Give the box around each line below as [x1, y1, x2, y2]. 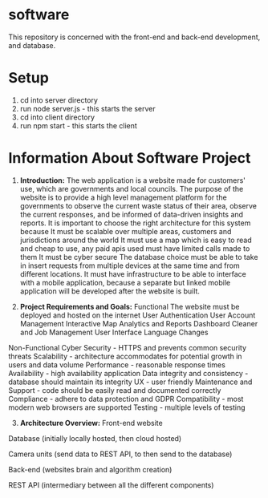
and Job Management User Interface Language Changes [19, 327, 209, 337]
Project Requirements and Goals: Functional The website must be [19, 302, 240, 311]
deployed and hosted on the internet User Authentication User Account [19, 310, 256, 320]
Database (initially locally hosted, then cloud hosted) [8, 433, 182, 443]
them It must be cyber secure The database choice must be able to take [19, 252, 258, 261]
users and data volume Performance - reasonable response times [8, 359, 226, 370]
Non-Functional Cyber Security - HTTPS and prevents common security [8, 342, 247, 352]
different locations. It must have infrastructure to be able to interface [19, 269, 247, 278]
